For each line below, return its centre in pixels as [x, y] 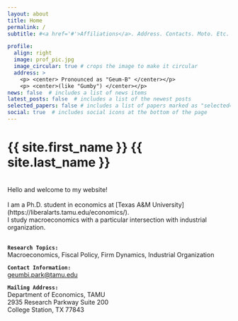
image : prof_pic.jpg [44, 60]
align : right [33, 53]
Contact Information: [39, 267]
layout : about [28, 14]
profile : [20, 47]
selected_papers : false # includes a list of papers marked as [103, 106]
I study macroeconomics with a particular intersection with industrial [107, 220]
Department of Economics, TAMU [56, 294]
